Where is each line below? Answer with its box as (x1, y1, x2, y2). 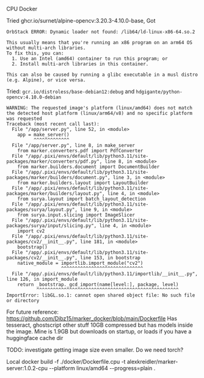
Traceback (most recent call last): (6, 121, 100, 127)
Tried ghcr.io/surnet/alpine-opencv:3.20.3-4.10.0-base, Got (6, 17, 156, 24)
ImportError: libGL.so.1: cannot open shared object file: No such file (6, 292, 195, 298)
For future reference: (6, 308, 59, 316)
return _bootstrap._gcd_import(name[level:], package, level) (17, 281, 179, 287)
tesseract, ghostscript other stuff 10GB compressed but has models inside (6, 321, 194, 328)
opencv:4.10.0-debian (6, 94, 62, 100)
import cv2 (17, 228, 45, 234)
